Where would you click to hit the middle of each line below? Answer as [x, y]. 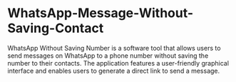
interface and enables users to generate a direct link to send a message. [114, 71]
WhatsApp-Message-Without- [101, 13]
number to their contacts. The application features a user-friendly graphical [118, 63]
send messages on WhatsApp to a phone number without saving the [108, 56]
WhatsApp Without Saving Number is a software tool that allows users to [114, 48]
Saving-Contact [56, 28]
